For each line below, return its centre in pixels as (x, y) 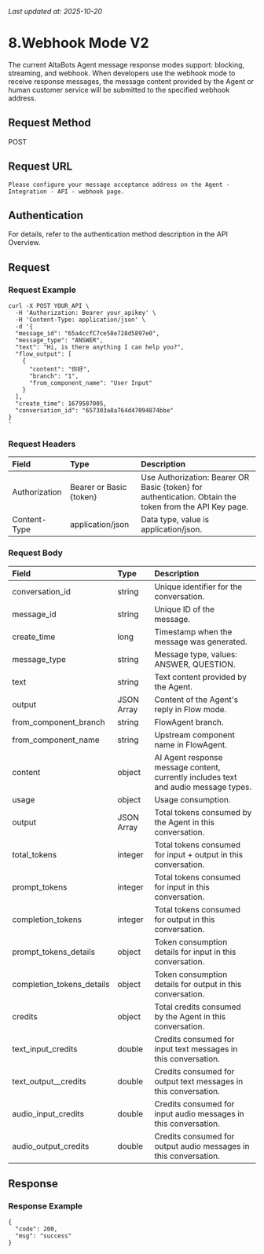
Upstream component (195, 735)
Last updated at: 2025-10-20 (55, 11)
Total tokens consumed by (203, 812)
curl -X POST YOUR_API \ (49, 306)
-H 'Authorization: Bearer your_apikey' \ (86, 313)
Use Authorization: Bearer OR (195, 477)
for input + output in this (199, 854)
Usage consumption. (192, 799)
